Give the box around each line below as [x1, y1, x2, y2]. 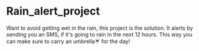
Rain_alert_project [6, 4, 100, 18]
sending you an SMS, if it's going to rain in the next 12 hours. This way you [6, 30, 193, 38]
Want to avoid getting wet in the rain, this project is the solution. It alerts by [6, 24, 194, 32]
